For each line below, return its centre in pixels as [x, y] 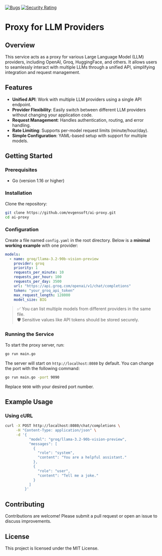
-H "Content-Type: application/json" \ [56, 430]
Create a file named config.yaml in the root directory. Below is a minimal [78, 240]
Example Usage [29, 402]
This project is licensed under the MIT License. [52, 548]
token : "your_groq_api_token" [44, 290]
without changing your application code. [52, 115]
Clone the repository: [26, 204]
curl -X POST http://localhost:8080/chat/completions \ [63, 426]
